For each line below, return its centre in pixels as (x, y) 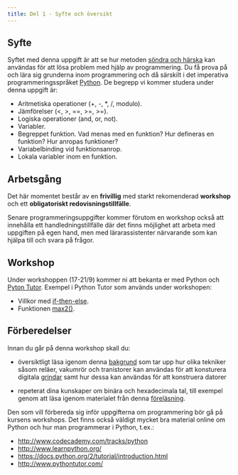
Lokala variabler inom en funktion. (67, 156)
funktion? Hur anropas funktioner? (68, 142)
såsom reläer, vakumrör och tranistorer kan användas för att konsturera (122, 369)
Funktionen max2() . (46, 309)
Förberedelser (40, 331)
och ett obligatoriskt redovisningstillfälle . (69, 204)
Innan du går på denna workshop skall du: (69, 348)
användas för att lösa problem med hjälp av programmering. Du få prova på (118, 68)
